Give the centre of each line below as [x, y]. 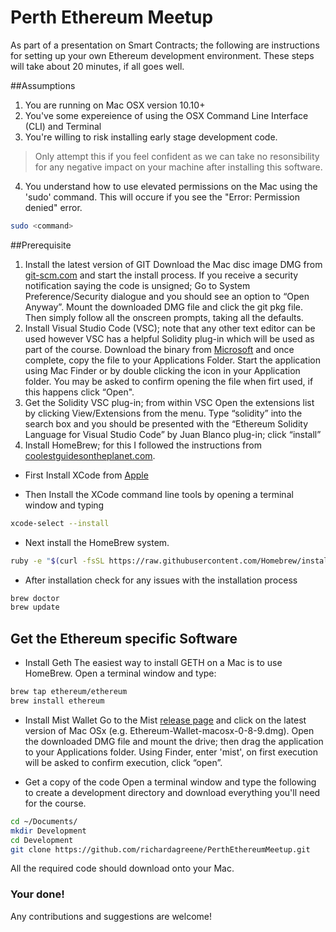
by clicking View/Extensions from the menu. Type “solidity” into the [163, 413]
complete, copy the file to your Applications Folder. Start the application [172, 360]
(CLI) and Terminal [63, 126]
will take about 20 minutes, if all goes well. [97, 66]
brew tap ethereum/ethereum [69, 692]
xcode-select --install [60, 523]
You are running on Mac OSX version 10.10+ [115, 105]
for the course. [55, 803]
